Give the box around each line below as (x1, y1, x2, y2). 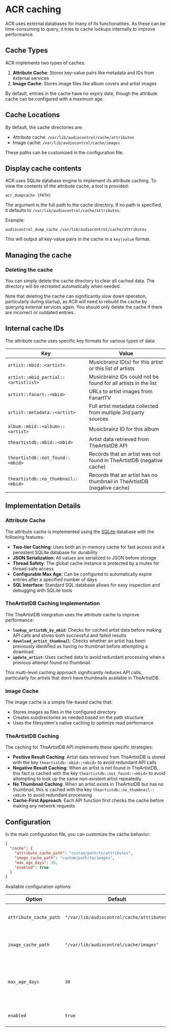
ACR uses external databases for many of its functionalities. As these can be (5, 20, 166, 27)
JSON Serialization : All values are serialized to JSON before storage (12, 555, 157, 561)
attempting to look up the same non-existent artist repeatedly (12, 776, 141, 782)
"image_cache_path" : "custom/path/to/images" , (14, 855, 115, 860)
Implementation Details (5, 501, 81, 510)
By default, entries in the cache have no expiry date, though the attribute (5, 90, 158, 97)
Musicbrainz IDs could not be (89, 373, 159, 380)
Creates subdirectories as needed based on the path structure (12, 714, 144, 721)
